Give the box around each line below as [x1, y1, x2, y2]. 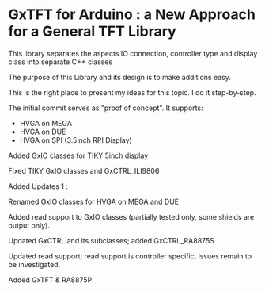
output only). [8, 220, 50, 230]
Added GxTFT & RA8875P [8, 275, 93, 285]
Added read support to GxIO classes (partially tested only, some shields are [8, 212, 255, 221]
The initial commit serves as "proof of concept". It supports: [8, 103, 203, 113]
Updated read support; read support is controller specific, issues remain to [8, 251, 252, 261]
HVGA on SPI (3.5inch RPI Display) [19, 135, 132, 144]
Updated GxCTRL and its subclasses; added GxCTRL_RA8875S [8, 235, 215, 245]
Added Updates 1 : [8, 181, 69, 191]
